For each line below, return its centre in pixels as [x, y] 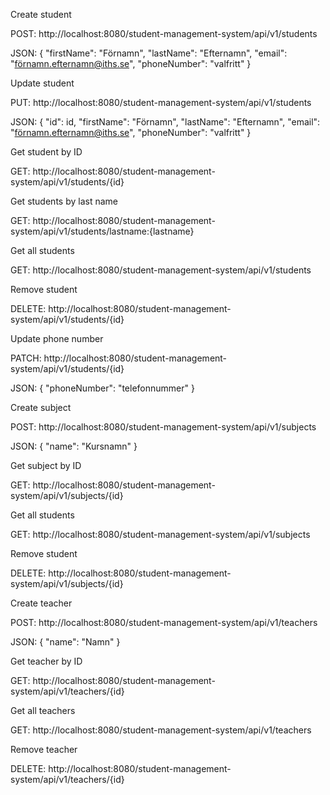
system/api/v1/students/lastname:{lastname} [102, 231]
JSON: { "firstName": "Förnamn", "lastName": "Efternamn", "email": [149, 53]
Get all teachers [43, 710]
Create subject [41, 407]
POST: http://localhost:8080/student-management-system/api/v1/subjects [163, 427]
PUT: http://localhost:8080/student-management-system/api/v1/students [161, 102]
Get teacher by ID [46, 661]
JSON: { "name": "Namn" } [65, 642]
